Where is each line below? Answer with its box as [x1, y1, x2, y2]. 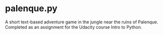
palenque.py [5, 3, 58, 14]
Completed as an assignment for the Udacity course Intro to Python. [5, 24, 143, 30]
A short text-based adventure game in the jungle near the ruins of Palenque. [5, 19, 159, 25]
